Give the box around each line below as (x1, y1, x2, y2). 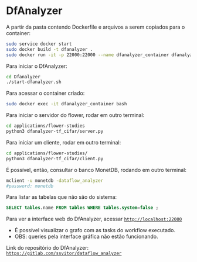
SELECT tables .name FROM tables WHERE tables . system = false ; (6, 205, 159, 211)
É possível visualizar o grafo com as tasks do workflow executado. (14, 227, 176, 234)
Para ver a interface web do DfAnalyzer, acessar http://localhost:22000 (6, 215, 182, 223)
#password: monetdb (6, 183, 54, 189)
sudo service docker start (6, 41, 72, 47)
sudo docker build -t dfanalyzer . (6, 46, 93, 52)
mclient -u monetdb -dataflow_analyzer (6, 177, 104, 184)
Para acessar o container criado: (6, 89, 85, 97)
